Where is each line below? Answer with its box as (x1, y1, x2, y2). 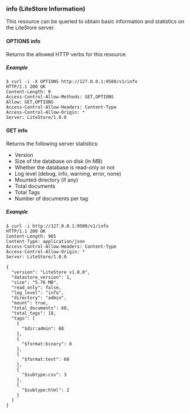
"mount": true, (11, 300, 49, 306)
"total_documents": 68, (11, 305, 69, 311)
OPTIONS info (6, 37, 41, 45)
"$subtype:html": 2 (21, 387, 69, 393)
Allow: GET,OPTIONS (6, 99, 54, 105)
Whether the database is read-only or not (14, 163, 115, 171)
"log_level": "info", (11, 289, 65, 296)
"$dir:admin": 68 (21, 326, 65, 331)
